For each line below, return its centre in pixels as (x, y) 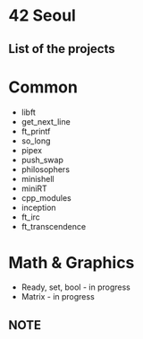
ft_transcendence (54, 226)
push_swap (42, 160)
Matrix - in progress (58, 297)
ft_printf (36, 131)
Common (43, 87)
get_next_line (46, 121)
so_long (36, 141)
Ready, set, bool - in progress (76, 287)
